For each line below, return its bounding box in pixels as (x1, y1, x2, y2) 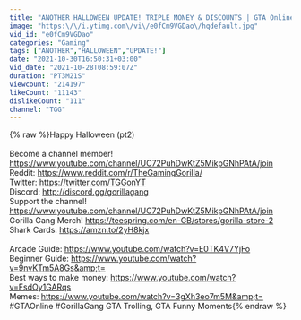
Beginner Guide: (9, 253, 70, 264)
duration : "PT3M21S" (9, 72, 87, 81)
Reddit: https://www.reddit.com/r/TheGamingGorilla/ (9, 168, 203, 178)
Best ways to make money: (9, 272, 109, 283)
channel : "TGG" (9, 105, 66, 114)
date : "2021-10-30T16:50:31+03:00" (9, 55, 142, 64)
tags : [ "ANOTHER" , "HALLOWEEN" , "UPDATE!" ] (9, 47, 167, 56)
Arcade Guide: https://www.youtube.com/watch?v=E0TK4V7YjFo (9, 244, 251, 255)
